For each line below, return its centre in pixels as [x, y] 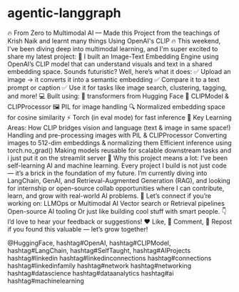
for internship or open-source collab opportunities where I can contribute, [116, 188]
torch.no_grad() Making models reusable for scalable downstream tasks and [119, 150]
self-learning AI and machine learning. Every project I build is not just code [117, 165]
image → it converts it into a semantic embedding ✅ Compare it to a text [113, 79]
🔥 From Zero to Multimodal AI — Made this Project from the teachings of [114, 33]
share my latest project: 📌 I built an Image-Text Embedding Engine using [113, 56]
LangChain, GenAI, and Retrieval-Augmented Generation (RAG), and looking [119, 180]
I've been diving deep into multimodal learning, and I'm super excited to [113, 48]
